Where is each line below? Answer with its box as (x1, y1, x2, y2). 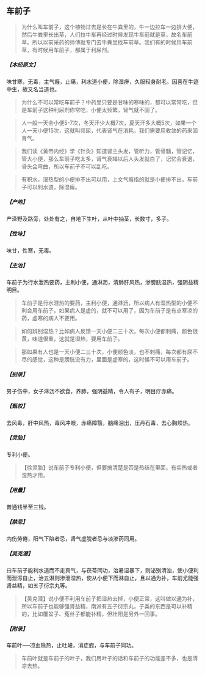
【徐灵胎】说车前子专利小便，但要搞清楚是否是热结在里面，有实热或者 (21, 463, 198, 471)
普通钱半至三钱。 (6, 503, 49, 511)
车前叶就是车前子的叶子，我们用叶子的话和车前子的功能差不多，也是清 (21, 655, 198, 662)
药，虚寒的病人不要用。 (21, 314, 81, 322)
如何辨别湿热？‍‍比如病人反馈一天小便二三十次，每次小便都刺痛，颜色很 (21, 327, 198, 334)
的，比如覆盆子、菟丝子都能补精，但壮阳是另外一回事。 (21, 610, 160, 618)
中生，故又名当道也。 (6, 85, 60, 93)
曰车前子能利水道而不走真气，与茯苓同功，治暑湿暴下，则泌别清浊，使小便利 (6, 566, 199, 574)
